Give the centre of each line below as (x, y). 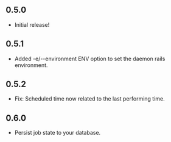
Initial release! (32, 24)
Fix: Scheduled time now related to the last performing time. (89, 99)
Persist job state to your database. (58, 133)
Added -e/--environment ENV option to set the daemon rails (90, 59)
